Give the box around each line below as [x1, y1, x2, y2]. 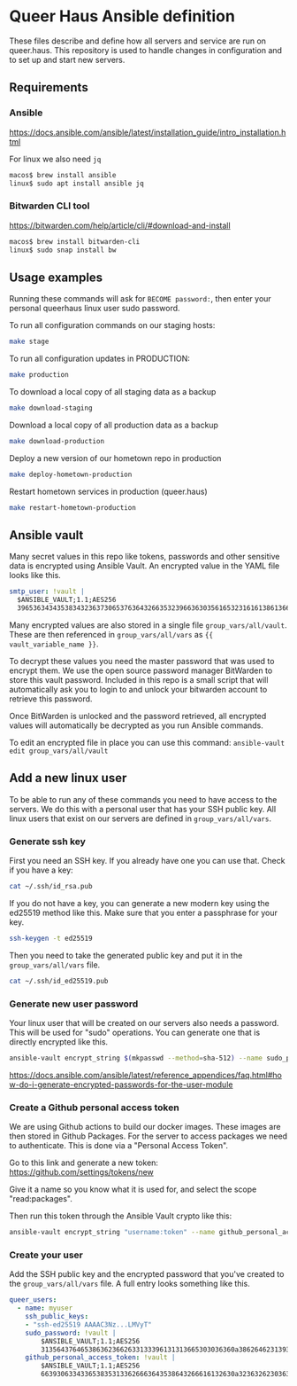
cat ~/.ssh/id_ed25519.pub [9, 976, 109, 985]
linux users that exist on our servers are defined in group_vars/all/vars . [9, 813, 272, 824]
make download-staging [9, 403, 93, 412]
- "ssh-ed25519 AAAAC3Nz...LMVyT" [25, 1319, 152, 1329]
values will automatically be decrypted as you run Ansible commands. [9, 720, 263, 731]
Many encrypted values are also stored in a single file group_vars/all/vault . [9, 619, 287, 630]
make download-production [9, 436, 104, 445]
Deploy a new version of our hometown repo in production [9, 452, 222, 463]
